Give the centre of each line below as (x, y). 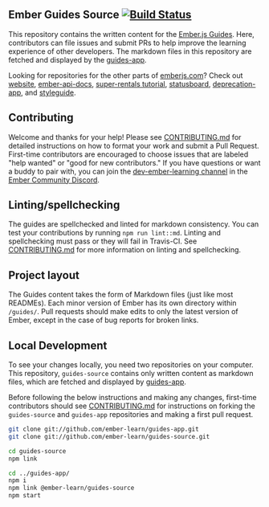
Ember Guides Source (64, 15)
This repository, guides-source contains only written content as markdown (131, 374)
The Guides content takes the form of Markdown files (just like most (121, 295)
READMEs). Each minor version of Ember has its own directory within (122, 303)
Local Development (58, 345)
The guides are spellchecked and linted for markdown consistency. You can (134, 224)
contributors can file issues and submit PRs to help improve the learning (127, 43)
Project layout (44, 275)
